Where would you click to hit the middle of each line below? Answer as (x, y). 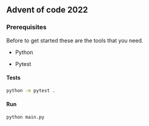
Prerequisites (26, 27)
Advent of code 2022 (47, 10)
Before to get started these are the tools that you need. (75, 40)
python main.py (25, 117)
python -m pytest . (31, 90)
